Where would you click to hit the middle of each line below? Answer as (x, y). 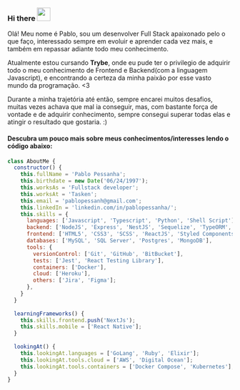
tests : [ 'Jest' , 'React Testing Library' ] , (99, 260)
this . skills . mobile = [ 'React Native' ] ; (81, 327)
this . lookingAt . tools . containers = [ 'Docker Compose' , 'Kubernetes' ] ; (127, 366)
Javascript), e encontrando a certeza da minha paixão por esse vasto (110, 78)
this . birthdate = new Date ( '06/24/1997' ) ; (84, 181)
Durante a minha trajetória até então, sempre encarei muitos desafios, (110, 99)
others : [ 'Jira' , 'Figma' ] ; (75, 281)
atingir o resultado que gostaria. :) (57, 122)
